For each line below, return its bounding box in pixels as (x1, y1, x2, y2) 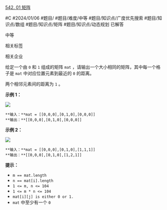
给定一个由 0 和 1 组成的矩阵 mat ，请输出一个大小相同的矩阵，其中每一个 (5, 64, 156, 70)
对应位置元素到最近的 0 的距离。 (27, 70, 95, 76)
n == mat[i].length (12, 178, 54, 183)
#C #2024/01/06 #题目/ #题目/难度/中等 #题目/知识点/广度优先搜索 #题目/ (5, 15, 158, 21)
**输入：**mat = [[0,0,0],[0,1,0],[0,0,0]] (5, 112, 96, 117)
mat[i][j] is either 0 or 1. (12, 194, 74, 199)
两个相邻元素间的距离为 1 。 (5, 81, 63, 87)
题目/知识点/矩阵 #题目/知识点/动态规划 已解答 (28, 22, 124, 27)
